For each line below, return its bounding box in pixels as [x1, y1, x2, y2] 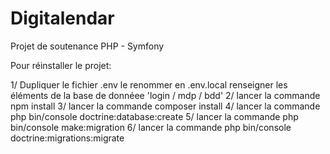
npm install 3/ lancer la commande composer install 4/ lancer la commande [10, 100, 321, 112]
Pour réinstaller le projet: [10, 59, 112, 71]
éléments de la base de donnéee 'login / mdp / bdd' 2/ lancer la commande [10, 89, 321, 101]
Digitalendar [10, 7, 115, 30]
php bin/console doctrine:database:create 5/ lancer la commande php [10, 110, 299, 122]
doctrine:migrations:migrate [10, 132, 125, 144]
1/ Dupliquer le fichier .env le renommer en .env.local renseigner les [10, 78, 288, 91]
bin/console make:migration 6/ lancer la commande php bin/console [10, 121, 292, 133]
